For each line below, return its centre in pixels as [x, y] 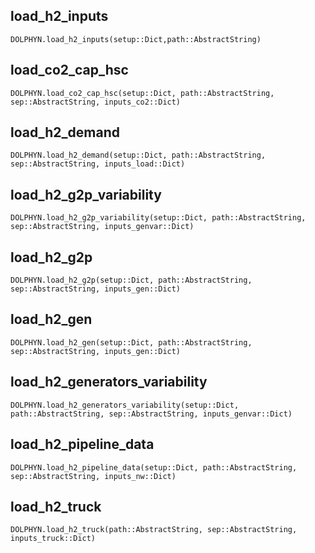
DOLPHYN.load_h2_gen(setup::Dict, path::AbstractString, [131, 342]
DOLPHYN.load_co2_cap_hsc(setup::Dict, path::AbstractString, [142, 93]
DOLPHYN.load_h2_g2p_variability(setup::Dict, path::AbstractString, [158, 218]
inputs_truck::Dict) [53, 539]
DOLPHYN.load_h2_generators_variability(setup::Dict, [125, 405]
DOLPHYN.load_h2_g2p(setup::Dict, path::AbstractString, [131, 280]
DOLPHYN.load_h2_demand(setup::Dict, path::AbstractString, [138, 155]
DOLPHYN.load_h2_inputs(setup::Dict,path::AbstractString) [136, 39]
